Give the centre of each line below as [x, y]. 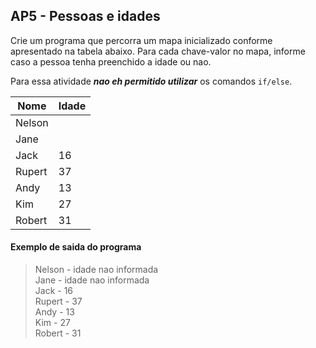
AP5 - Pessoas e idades [85, 16]
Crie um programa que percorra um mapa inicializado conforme [141, 40]
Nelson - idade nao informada [96, 270]
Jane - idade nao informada [92, 280]
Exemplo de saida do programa [76, 247]
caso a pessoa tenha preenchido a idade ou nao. [111, 61]
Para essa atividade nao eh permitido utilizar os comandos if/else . [151, 81]
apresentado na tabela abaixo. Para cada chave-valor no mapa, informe [158, 51]
